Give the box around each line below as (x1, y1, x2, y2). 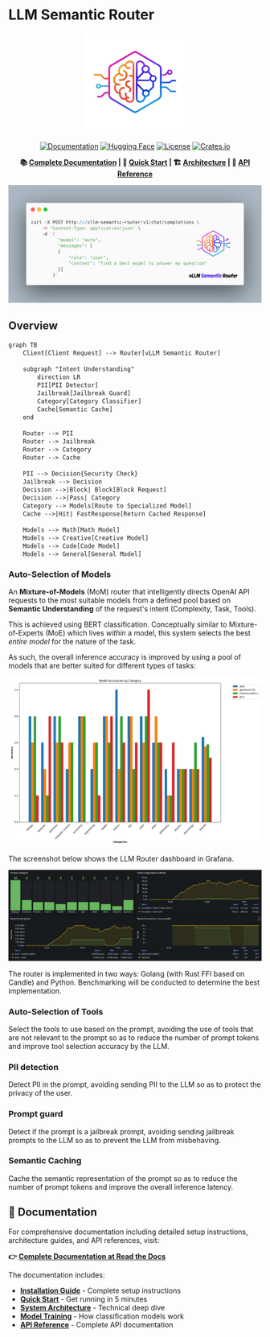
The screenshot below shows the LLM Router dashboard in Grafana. (8, 854, 235, 863)
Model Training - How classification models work (19, 1311, 185, 1321)
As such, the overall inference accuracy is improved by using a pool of (8, 652, 241, 662)
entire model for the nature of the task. (8, 637, 137, 647)
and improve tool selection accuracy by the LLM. (8, 1041, 170, 1051)
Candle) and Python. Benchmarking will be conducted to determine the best (8, 977, 260, 987)
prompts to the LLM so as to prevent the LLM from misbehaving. (8, 1135, 221, 1145)
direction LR (37, 373, 81, 381)
